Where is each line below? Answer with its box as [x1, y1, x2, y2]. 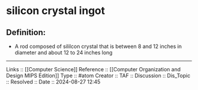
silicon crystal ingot [6, 4, 105, 18]
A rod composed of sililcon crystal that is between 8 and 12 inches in [14, 43, 182, 50]
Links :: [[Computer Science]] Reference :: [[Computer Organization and [6, 66, 181, 72]
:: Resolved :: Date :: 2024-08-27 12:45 [6, 78, 101, 85]
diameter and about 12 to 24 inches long [14, 49, 113, 56]
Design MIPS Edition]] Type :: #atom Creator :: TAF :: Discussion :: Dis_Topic [6, 72, 190, 79]
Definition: [6, 27, 46, 37]
